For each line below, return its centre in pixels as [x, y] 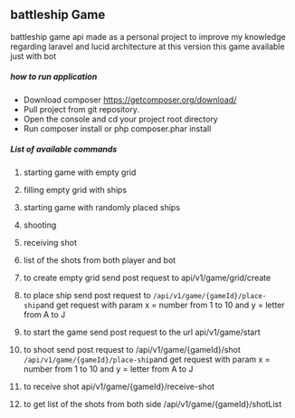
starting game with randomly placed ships [101, 207]
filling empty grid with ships [75, 190]
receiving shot [50, 242]
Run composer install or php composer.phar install [117, 128]
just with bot [33, 56]
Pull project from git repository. [81, 109]
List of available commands [64, 150]
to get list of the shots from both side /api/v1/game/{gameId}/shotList [152, 403]
